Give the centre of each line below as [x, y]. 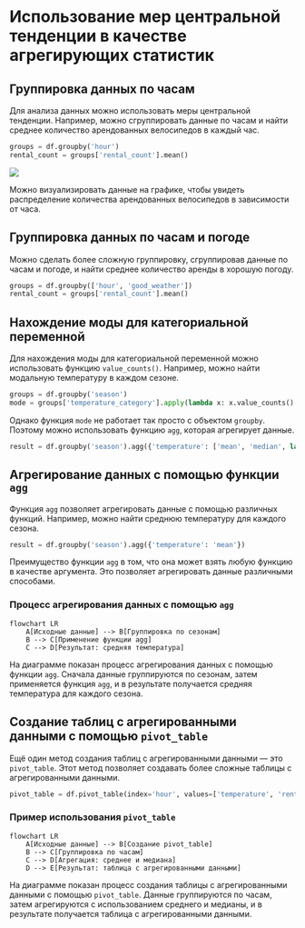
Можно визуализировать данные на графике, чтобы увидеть [127, 189]
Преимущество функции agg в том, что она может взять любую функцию [151, 562]
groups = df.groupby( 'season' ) [69, 394]
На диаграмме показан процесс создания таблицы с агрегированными [148, 884]
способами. [33, 581]
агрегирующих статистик [112, 55]
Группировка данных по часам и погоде [130, 238]
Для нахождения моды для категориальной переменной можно [134, 359]
